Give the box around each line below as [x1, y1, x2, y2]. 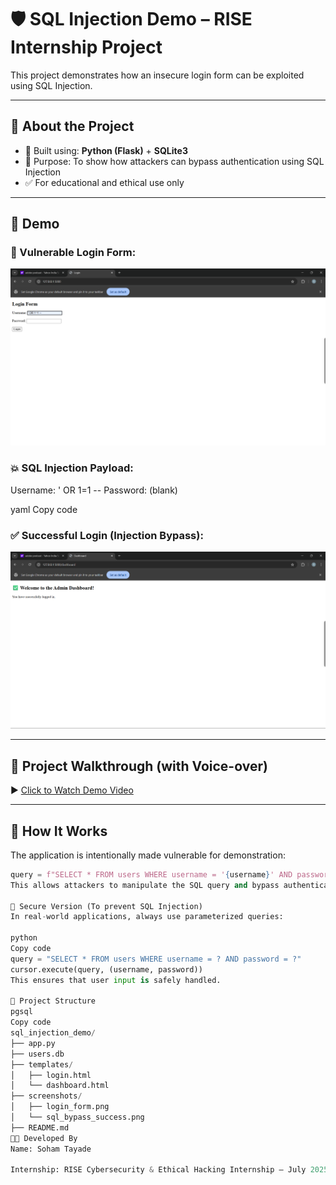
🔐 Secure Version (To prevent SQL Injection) [10, 901, 203, 911]
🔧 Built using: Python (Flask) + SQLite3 [24, 144, 188, 156]
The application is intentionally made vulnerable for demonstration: [10, 849, 286, 861]
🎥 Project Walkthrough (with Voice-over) [10, 757, 268, 775]
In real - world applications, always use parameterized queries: [10, 912, 284, 922]
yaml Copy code [10, 503, 78, 515]
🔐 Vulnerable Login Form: [10, 246, 137, 260]
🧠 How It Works [10, 822, 108, 840]
